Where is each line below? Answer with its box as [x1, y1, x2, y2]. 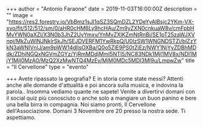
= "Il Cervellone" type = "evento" [6, 63, 89, 70]
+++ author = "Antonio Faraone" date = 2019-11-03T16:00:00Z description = [6, 5, 198, 12]
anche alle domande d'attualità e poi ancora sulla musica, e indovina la [6, 81, 184, 89]
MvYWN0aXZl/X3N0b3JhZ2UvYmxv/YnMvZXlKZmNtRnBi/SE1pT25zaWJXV [6, 31, 196, 38]
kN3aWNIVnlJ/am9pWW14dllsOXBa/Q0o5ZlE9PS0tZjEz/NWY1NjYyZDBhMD [6, 44, 197, 51]
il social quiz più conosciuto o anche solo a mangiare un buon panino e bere [6, 94, 197, 101]
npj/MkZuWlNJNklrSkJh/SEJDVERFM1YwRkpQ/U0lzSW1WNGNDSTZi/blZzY [6, 38, 197, 44]
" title [181, 57, 195, 64]
